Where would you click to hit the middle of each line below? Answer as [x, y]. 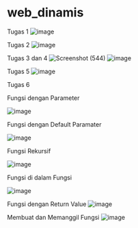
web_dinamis [45, 13]
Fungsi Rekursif [29, 151]
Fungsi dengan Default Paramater [54, 124]
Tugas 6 [18, 84]
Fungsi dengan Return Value [47, 204]
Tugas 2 [18, 45]
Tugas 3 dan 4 [27, 58]
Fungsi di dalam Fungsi [40, 177]
